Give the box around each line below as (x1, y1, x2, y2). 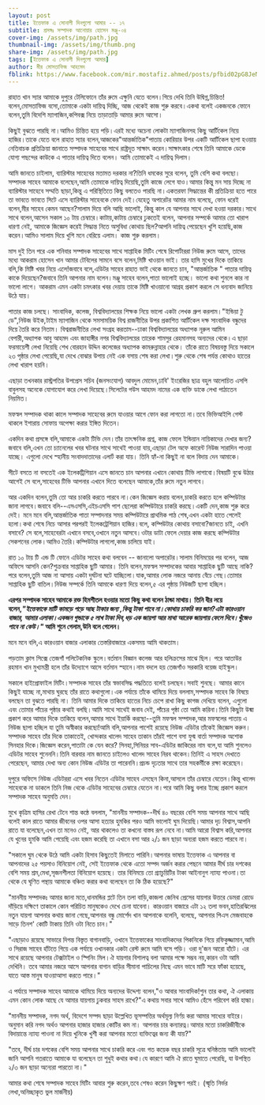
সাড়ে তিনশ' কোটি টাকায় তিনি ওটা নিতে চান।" (8, 918, 113, 929)
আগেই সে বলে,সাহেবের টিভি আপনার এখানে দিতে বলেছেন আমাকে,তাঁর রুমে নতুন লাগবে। (8, 476, 206, 486)
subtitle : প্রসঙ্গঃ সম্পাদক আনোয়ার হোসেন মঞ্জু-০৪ (8, 26, 127, 34)
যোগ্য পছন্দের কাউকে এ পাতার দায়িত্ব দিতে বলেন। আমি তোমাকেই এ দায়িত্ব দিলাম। (8, 152, 192, 162)
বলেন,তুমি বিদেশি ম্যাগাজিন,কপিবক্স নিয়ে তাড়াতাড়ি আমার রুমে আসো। (8, 110, 163, 119)
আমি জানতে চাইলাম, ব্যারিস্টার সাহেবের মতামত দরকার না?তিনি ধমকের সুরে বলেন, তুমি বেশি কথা (8, 168, 221, 178)
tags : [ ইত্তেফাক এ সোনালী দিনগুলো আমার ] (8, 56, 110, 64)
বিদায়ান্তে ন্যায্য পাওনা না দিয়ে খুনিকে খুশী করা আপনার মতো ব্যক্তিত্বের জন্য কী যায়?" (8, 1028, 192, 1038)
